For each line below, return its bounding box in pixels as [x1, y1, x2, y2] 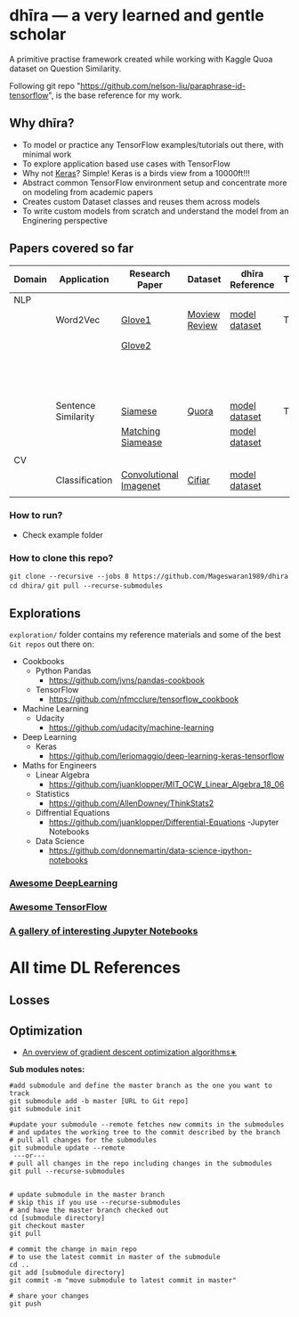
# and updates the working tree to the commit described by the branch [9, 1128, 280, 1137]
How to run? [9, 509, 63, 522]
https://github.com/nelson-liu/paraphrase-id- [79, 80, 246, 91]
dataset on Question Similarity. [9, 63, 122, 74]
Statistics [35, 788, 69, 799]
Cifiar [187, 474, 211, 486]
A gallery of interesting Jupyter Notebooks [9, 924, 198, 937]
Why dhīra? [9, 116, 75, 131]
